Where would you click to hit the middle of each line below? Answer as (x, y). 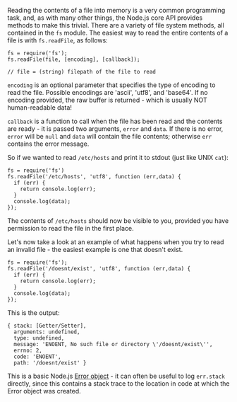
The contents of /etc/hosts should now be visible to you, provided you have (118, 221)
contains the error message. (48, 144)
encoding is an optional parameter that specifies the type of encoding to (111, 85)
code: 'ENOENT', (37, 357)
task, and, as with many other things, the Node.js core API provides (105, 18)
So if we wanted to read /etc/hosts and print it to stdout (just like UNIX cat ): (118, 157)
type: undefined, (39, 338)
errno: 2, (28, 350)
